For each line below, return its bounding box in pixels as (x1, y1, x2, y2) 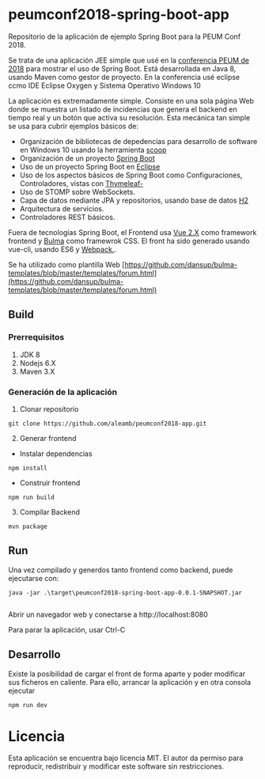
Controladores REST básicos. (19, 212, 115, 222)
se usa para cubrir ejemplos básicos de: (8, 121, 138, 131)
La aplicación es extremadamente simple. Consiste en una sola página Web (8, 96, 255, 105)
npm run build (8, 493, 55, 501)
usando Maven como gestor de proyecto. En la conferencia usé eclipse (8, 72, 240, 82)
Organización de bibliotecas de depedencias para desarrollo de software (19, 136, 258, 146)
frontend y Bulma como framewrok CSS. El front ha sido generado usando (8, 236, 251, 245)
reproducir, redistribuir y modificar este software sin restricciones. (8, 762, 224, 771)
